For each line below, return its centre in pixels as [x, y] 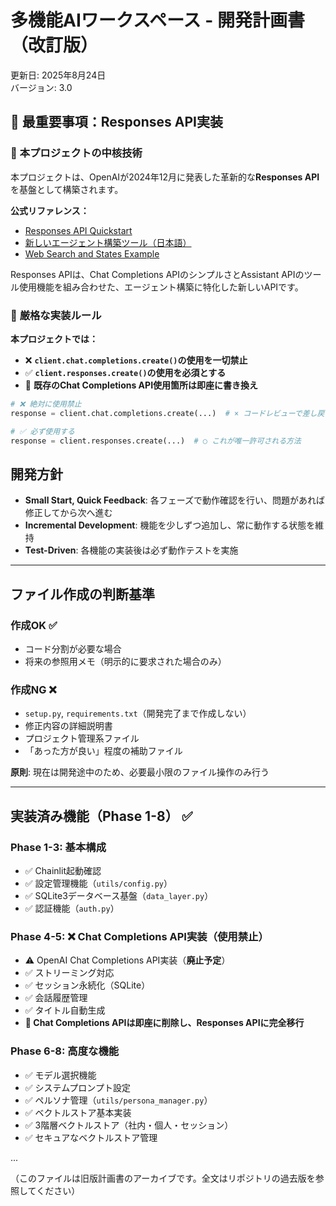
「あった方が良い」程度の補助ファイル [103, 751]
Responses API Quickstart [78, 230]
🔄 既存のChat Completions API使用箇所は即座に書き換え [141, 385]
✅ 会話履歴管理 [56, 998]
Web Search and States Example [92, 253]
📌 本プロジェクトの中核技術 [76, 153]
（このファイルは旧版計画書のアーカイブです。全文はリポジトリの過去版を [163, 1178]
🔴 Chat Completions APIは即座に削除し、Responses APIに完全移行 [164, 1023]
